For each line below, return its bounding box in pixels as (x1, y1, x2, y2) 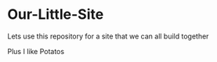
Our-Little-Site (7, 5, 104, 24)
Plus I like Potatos (7, 46, 64, 56)
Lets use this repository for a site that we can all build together (7, 31, 209, 41)
